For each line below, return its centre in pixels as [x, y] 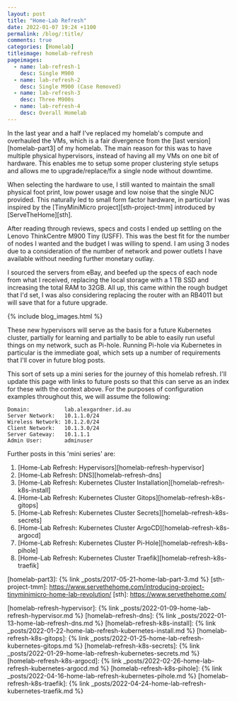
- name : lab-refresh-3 [47, 93]
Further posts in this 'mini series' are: [61, 453]
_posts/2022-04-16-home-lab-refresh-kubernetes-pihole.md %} [102, 675]
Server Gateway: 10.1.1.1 [49, 434]
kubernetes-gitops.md [40, 646]
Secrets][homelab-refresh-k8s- [183, 512]
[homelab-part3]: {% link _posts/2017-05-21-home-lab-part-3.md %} [108, 579]
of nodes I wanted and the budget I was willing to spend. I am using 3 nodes [118, 243]
